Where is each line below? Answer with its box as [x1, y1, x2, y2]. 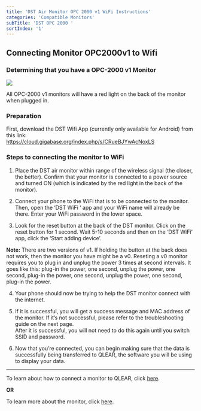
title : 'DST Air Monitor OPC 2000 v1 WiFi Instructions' [6, 8, 151, 15]
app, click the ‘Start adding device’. [14, 234, 102, 241]
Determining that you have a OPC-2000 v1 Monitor [6, 65, 157, 74]
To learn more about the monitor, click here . [6, 398, 114, 405]
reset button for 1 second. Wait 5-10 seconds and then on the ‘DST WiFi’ [14, 228, 193, 235]
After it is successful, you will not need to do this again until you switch [14, 327, 190, 334]
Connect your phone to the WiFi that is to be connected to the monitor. [14, 197, 190, 204]
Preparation [6, 111, 42, 120]
